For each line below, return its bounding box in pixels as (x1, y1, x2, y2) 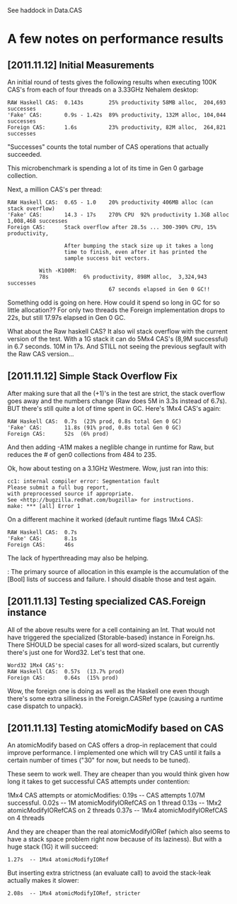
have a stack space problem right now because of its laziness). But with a (7, 835, 222, 844)
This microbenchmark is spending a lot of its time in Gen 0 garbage (7, 164, 204, 172)
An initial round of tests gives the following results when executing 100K (7, 78, 217, 86)
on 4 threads (7, 814, 45, 822)
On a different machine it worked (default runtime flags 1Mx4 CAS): (7, 514, 203, 524)
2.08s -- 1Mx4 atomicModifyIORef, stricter (7, 890, 141, 897)
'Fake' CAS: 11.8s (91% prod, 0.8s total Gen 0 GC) (7, 424, 182, 431)
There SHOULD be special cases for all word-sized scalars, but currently (7, 640, 219, 649)
